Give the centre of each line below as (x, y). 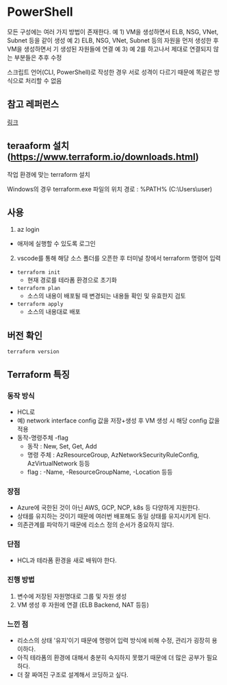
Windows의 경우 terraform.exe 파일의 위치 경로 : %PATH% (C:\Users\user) (110, 189)
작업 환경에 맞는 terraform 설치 (49, 174)
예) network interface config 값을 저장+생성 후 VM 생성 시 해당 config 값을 (118, 420)
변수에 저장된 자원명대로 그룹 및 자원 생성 (72, 596)
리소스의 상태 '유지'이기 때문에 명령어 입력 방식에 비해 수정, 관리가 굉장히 (113, 640)
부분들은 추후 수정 (38, 57)
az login (28, 230)
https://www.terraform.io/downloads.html (103, 157)
